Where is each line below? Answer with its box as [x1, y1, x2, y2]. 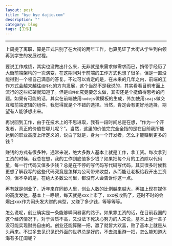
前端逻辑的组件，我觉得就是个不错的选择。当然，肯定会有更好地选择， [14, 102, 162, 108]
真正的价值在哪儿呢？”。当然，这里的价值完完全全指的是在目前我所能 [18, 126, 165, 132]
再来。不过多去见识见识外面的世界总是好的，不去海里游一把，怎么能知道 [9, 229, 162, 235]
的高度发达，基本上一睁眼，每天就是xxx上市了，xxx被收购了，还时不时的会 [5, 192, 164, 198]
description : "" [5, 17, 40, 22]
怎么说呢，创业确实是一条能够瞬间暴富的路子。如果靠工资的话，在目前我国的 [5, 210, 167, 216]
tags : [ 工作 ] [5, 27, 32, 32]
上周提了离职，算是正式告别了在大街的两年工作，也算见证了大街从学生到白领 [5, 46, 167, 52]
